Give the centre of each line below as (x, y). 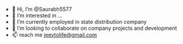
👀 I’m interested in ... (37, 15)
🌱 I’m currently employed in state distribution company (79, 22)
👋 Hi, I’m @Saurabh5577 (42, 9)
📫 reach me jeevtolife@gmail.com (54, 35)
